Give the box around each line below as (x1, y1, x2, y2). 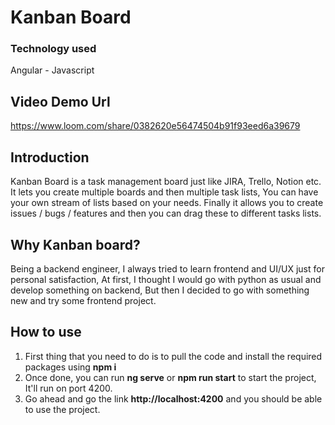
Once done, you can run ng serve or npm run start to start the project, (24, 371, 317, 383)
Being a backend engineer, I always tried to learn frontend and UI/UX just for (10, 262, 325, 275)
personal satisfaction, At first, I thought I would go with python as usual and (10, 273, 322, 285)
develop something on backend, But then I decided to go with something (10, 284, 310, 296)
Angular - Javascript (10, 64, 95, 76)
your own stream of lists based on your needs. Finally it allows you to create (10, 197, 324, 209)
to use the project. (24, 403, 101, 415)
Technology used (10, 42, 97, 56)
